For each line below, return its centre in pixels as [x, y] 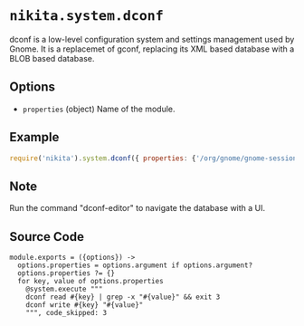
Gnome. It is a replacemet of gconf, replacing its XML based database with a [152, 49]
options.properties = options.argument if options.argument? [135, 265]
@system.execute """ [64, 289]
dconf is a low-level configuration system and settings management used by [152, 39]
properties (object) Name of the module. [99, 109]
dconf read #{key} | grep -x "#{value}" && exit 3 [123, 297]
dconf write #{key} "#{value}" [85, 305]
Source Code [47, 237]
